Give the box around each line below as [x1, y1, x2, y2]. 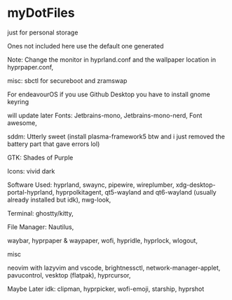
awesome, [7, 118, 37, 127]
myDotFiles [7, 5, 75, 21]
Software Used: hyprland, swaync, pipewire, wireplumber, [7, 181, 175, 189]
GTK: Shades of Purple [7, 153, 74, 162]
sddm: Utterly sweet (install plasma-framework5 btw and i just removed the [7, 132, 226, 141]
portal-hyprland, [7, 188, 55, 196]
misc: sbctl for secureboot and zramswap [7, 76, 128, 85]
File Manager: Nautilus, [7, 223, 74, 231]
